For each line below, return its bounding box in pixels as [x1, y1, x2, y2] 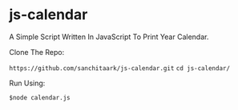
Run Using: [9, 78, 46, 88]
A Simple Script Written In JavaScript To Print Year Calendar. [9, 32, 209, 41]
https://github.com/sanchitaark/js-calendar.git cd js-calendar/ [9, 64, 231, 73]
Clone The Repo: [9, 47, 65, 57]
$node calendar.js [9, 93, 71, 101]
